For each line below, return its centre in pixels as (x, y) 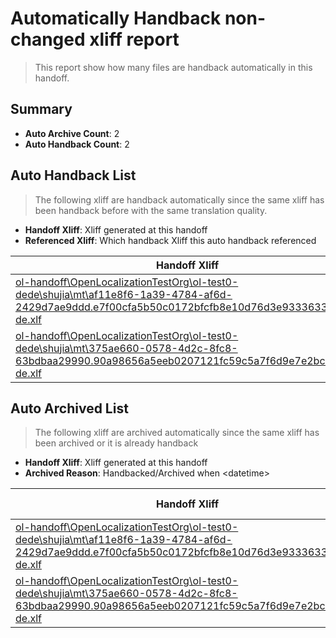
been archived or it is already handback (116, 443)
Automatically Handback (116, 18)
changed (48, 39)
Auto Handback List (73, 175)
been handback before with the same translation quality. (151, 210)
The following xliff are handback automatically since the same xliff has (179, 199)
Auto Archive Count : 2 (72, 133)
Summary (41, 109)
